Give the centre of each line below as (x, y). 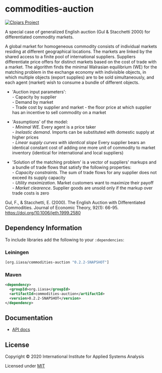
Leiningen (17, 252)
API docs (21, 330)
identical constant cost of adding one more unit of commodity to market (84, 147)
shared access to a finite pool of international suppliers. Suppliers (70, 56)
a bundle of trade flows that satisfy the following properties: (72, 167)
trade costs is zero (30, 193)
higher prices (25, 137)
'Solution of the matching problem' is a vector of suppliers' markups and (84, 162)
